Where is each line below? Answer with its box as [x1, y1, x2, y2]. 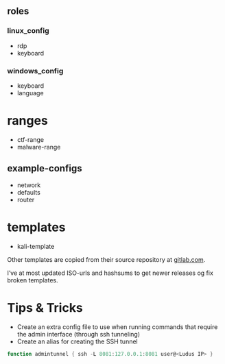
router [16, 195, 35, 204]
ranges [7, 113, 48, 129]
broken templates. [7, 276, 58, 284]
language [16, 88, 44, 97]
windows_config [7, 66, 64, 75]
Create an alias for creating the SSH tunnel [16, 337, 139, 345]
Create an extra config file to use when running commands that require [16, 322, 218, 331]
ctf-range [16, 135, 45, 143]
